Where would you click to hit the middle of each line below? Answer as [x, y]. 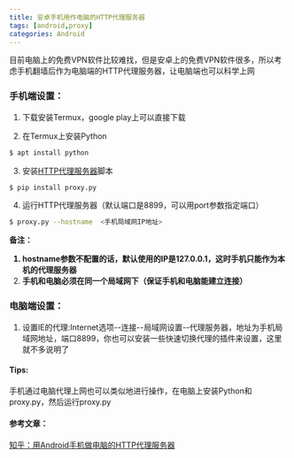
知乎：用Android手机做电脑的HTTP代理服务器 [92, 445]
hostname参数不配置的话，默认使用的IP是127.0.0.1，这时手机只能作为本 [154, 259]
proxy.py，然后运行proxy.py [60, 401]
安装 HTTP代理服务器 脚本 [67, 171]
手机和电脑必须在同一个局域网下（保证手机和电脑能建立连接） [135, 281]
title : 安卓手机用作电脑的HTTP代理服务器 [77, 17]
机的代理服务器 [49, 270]
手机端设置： [37, 96]
